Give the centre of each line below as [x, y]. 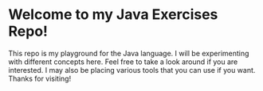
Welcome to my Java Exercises [113, 15]
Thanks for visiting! [40, 78]
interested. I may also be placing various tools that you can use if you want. [132, 70]
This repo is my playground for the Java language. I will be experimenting [129, 53]
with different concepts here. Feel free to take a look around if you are [123, 62]
